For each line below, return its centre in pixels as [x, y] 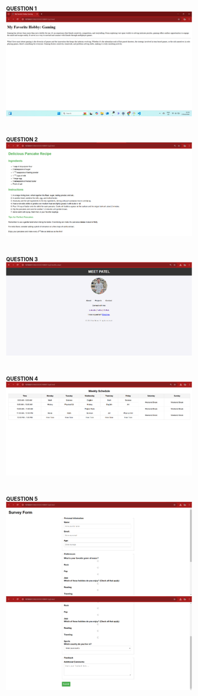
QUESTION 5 [22, 498]
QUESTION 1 [22, 9]
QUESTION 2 [22, 139]
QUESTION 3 [22, 260]
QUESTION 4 [22, 378]
